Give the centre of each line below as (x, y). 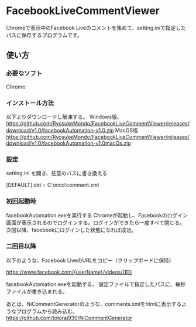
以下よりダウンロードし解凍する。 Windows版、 (64, 117)
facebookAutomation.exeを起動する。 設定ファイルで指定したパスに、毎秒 (96, 284)
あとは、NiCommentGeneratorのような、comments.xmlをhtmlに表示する (94, 304)
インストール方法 (30, 103)
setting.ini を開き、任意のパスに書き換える (57, 173)
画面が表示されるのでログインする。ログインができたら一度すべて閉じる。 (96, 222)
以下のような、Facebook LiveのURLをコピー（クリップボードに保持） (90, 260)
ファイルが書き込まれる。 (37, 291)
